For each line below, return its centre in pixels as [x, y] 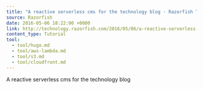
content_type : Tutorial [36, 34]
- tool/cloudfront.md [39, 62]
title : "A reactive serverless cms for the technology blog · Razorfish [100, 12]
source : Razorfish [29, 17]
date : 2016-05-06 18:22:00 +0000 [48, 23]
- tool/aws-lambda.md [39, 51]
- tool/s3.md [28, 57]
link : [13, 29]
